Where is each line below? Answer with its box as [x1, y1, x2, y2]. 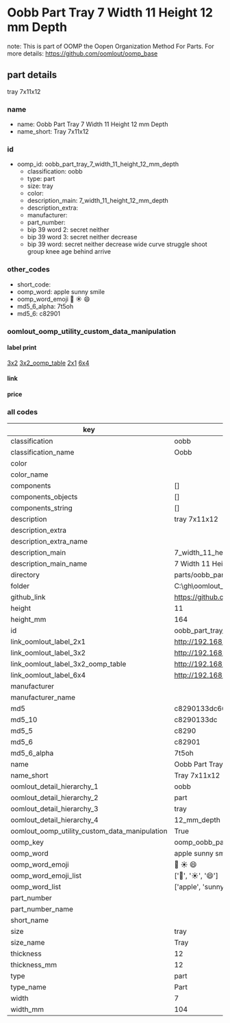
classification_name [10, 448, 75, 457]
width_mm [10, 1004, 44, 1014]
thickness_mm [10, 960, 57, 970]
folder [10, 581, 30, 591]
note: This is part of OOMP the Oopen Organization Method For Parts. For [7, 42, 214, 50]
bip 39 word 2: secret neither [27, 226, 110, 234]
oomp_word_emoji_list [10, 871, 82, 880]
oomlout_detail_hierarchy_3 [10, 804, 99, 814]
